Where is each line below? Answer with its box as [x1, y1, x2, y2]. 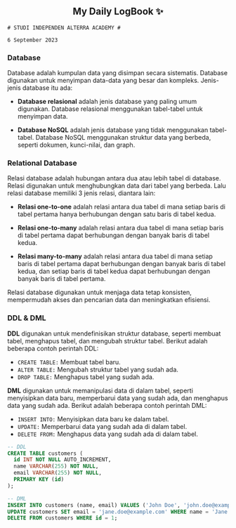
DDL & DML [7, 313, 46, 323]
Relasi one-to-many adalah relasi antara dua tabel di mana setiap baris [17, 224, 224, 232]
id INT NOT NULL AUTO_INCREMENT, [13, 456, 112, 463]
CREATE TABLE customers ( [7, 449, 83, 457]
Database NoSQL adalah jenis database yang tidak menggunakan [17, 126, 209, 134]
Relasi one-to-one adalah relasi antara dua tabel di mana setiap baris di [17, 203, 226, 211]
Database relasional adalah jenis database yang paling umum [17, 98, 197, 106]
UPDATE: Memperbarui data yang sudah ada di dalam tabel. [17, 422, 188, 430]
